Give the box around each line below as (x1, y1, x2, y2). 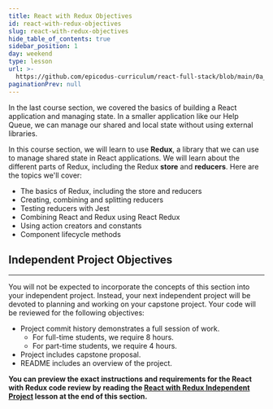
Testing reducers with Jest (19, 203, 110, 213)
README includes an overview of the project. (19, 358, 173, 368)
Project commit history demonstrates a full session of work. (19, 323, 220, 334)
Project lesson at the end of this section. (8, 392, 148, 402)
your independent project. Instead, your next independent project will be (8, 291, 251, 301)
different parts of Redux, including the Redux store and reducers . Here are (8, 161, 259, 171)
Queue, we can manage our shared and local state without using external (8, 120, 253, 130)
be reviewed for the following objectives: (8, 308, 145, 318)
